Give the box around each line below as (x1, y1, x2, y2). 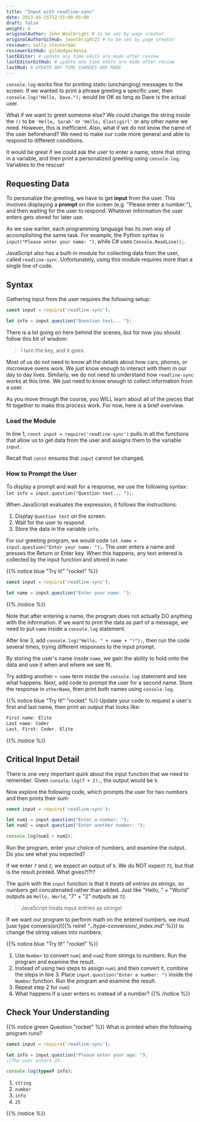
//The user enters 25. (6, 1057, 63, 1063)
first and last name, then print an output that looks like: (6, 703, 140, 711)
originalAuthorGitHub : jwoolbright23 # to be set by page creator (6, 37, 175, 43)
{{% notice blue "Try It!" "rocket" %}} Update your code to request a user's (6, 697, 192, 704)
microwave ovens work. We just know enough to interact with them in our (6, 365, 187, 372)
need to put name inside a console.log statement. (6, 625, 126, 632)
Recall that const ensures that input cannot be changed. (6, 454, 145, 462)
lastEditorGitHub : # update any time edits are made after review (6, 59, 175, 65)
